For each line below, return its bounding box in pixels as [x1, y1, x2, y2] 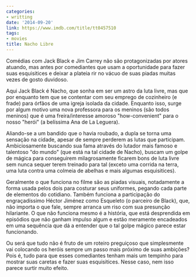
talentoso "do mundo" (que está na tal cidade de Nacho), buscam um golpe [6, 148, 188, 155]
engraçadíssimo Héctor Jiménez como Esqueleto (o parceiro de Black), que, [6, 197, 190, 204]
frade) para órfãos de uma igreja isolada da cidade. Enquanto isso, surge [6, 100, 182, 107]
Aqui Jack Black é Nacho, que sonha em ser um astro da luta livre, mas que [6, 87, 188, 94]
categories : [6, 8, 35, 15]
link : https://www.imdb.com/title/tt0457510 [6, 25, 116, 31]
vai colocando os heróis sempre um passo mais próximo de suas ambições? [6, 245, 190, 252]
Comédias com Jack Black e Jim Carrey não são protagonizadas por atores [6, 57, 188, 64]
